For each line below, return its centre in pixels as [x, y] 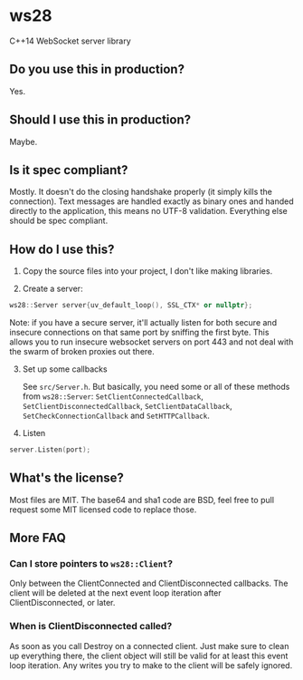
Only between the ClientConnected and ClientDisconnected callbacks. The [149, 583]
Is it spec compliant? [69, 170]
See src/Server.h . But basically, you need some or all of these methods [156, 387]
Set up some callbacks [65, 369]
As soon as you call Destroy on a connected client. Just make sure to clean [149, 646]
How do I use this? [62, 249]
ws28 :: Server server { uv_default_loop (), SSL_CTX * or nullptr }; [131, 306]
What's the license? [67, 478]
